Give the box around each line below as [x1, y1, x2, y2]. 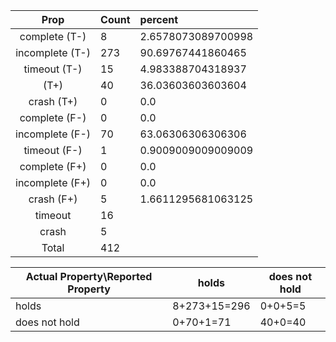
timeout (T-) [23, 62, 83, 76]
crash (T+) [28, 95, 78, 108]
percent [139, 13, 179, 26]
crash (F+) [28, 192, 78, 206]
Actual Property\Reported [25, 270, 153, 283]
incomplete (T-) [15, 46, 91, 59]
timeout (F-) [23, 144, 83, 157]
